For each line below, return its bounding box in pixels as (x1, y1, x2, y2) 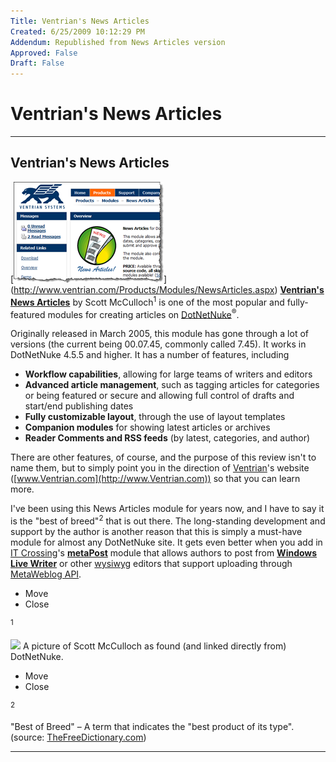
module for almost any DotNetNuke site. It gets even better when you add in (10, 536, 323, 548)
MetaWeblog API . (10, 568, 82, 580)
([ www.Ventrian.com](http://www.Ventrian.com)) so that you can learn (10, 473, 301, 485)
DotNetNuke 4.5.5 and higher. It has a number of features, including (10, 349, 290, 361)
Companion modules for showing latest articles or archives (24, 421, 271, 434)
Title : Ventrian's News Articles (10, 16, 150, 26)
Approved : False (10, 48, 78, 58)
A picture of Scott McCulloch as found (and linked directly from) (22, 640, 287, 652)
